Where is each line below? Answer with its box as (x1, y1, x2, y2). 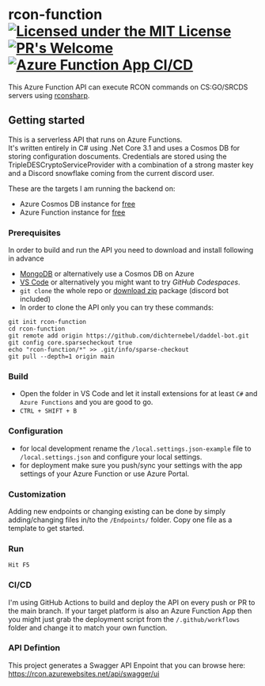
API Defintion (8, 642, 61, 654)
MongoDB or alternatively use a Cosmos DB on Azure (19, 269, 195, 279)
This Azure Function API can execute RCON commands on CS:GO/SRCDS (8, 82, 248, 92)
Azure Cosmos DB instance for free (19, 199, 136, 208)
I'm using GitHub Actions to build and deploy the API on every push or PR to (8, 597, 256, 607)
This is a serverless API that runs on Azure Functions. (8, 135, 183, 144)
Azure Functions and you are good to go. (19, 398, 153, 407)
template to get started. (8, 523, 85, 532)
